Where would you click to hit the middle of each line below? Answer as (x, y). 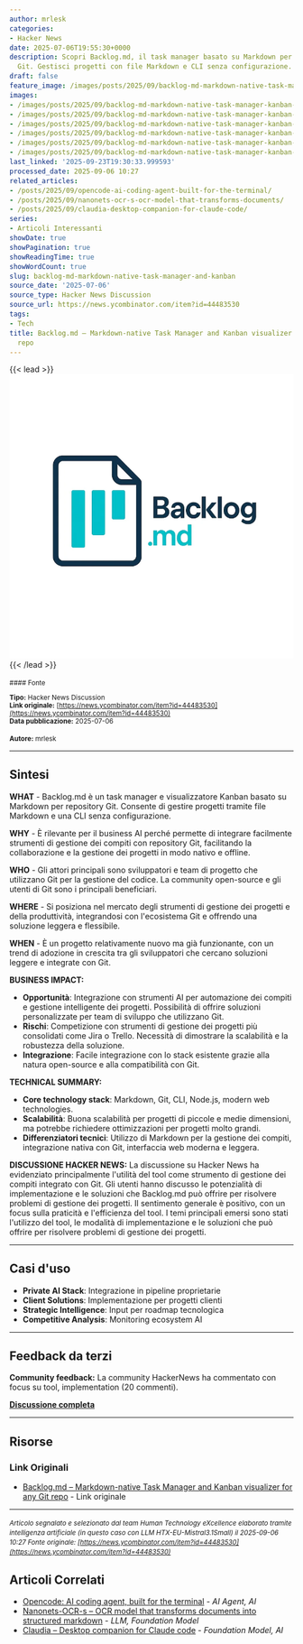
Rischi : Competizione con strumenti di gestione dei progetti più (140, 1026)
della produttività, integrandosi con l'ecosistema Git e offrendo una (133, 916)
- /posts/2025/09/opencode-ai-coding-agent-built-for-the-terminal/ (141, 190)
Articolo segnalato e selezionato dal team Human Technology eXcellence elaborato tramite (151, 1524)
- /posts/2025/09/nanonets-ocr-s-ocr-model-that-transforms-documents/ (147, 200)
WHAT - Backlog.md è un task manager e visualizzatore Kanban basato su (148, 796)
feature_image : (38, 86)
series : (24, 219)
